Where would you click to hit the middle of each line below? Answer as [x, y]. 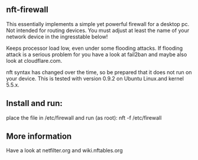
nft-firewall [27, 10]
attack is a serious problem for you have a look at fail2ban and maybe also [97, 54]
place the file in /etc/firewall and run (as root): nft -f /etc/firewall [84, 117]
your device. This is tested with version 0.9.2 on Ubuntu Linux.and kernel [95, 78]
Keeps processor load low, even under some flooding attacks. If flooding [95, 48]
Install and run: [35, 103]
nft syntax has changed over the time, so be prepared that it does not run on [99, 72]
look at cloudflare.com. [34, 60]
